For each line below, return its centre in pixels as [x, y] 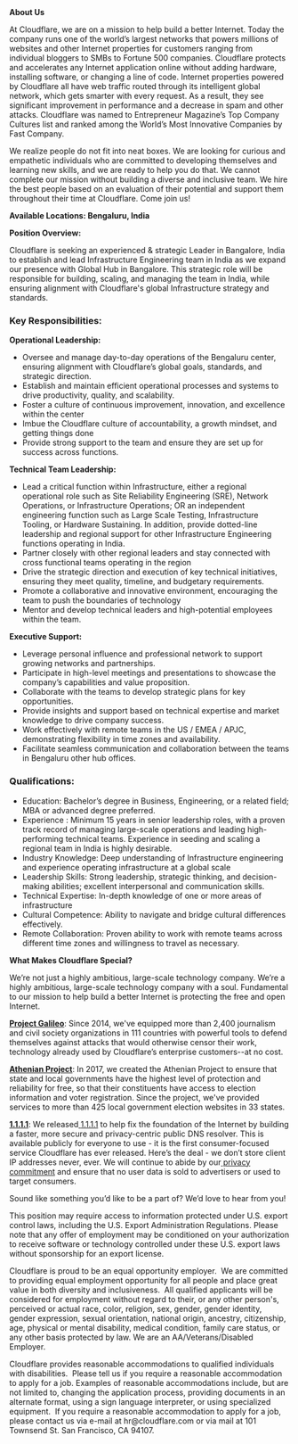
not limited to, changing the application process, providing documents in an [148, 1392]
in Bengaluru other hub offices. [79, 758]
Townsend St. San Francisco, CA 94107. [82, 1430]
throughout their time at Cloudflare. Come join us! [100, 198]
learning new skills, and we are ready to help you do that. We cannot [135, 170]
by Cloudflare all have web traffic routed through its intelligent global [135, 86]
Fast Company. [37, 134]
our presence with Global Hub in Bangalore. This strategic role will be [136, 269]
